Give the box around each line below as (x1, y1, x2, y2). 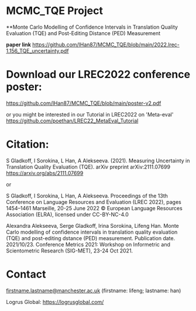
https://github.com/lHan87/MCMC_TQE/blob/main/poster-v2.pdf (6, 100, 161, 107)
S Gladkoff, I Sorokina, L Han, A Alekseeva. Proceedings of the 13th (6, 192, 169, 199)
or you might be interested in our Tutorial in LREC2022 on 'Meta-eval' (6, 111, 174, 118)
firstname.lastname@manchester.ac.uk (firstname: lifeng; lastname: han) (6, 287, 181, 294)
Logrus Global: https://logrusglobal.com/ (6, 298, 104, 305)
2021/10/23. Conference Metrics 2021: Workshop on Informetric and (6, 241, 171, 248)
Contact (6, 268, 46, 281)
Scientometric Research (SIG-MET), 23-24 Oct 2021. (6, 247, 133, 254)
